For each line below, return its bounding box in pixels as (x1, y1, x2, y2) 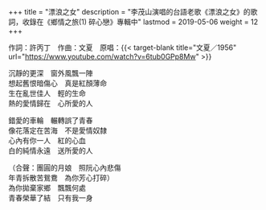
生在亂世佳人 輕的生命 (8, 89, 86, 98)
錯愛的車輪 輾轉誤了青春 (8, 116, 93, 125)
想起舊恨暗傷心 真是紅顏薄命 (8, 79, 107, 88)
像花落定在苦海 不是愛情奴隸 (8, 126, 107, 135)
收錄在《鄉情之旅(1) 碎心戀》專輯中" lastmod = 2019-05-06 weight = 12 (22, 17, 259, 27)
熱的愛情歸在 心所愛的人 (8, 99, 93, 108)
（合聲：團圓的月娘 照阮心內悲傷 (8, 163, 121, 172)
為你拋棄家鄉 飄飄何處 (8, 183, 86, 192)
